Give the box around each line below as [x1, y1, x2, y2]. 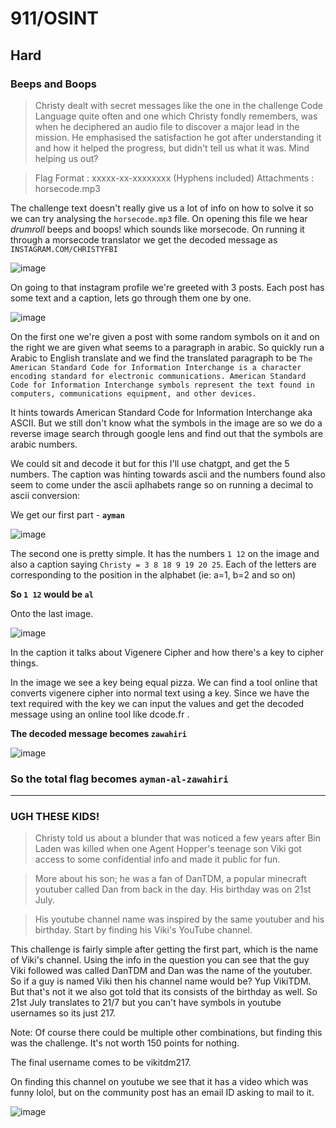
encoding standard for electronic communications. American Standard [10, 371, 307, 381]
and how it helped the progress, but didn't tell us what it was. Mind [34, 142, 310, 154]
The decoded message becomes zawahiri [10, 727, 187, 739]
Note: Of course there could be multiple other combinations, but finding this [10, 1027, 323, 1039]
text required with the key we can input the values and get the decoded [10, 697, 305, 709]
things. [10, 657, 39, 669]
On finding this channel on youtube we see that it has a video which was [10, 1076, 309, 1088]
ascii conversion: [10, 489, 80, 501]
